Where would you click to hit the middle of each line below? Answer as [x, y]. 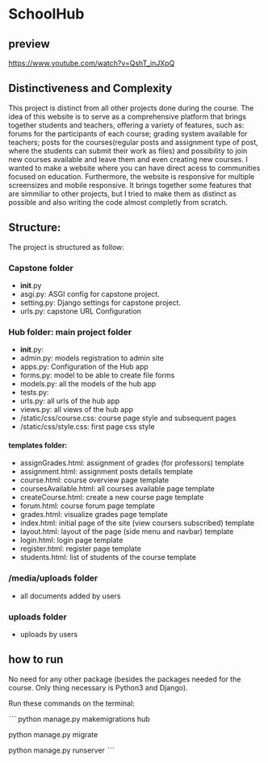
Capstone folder [41, 268]
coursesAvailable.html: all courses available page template [117, 489]
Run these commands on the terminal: [71, 703]
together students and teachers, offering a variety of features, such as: [126, 125]
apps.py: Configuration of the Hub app [84, 367]
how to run [36, 659]
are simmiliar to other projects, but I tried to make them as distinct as [122, 194]
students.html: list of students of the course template [108, 557]
